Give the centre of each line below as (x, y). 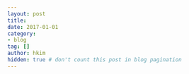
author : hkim (27, 54)
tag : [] (19, 47)
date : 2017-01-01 (33, 27)
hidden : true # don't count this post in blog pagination (94, 60)
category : (22, 33)
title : (17, 20)
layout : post (27, 14)
